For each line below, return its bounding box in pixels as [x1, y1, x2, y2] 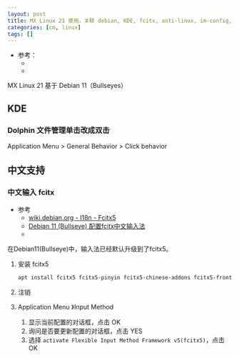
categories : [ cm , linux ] [7, 24, 81, 31]
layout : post [7, 10, 46, 18]
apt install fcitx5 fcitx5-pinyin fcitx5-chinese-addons [17, 274, 191, 281]
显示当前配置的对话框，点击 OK [28, 317, 121, 326]
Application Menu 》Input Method [17, 302, 114, 311]
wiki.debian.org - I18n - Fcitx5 [28, 213, 116, 222]
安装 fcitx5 [17, 259, 49, 268]
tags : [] [7, 30, 34, 38]
